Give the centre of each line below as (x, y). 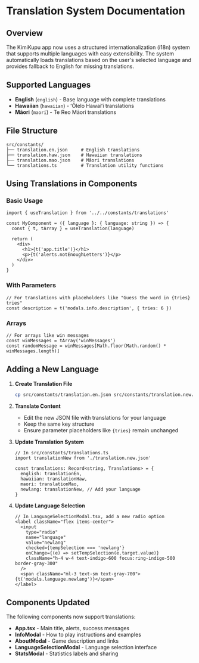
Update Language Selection (50, 506)
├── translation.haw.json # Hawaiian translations (74, 155)
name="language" (46, 537)
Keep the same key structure (59, 424)
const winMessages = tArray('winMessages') (61, 340)
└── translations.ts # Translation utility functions (85, 165)
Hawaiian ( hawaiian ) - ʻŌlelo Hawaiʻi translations (74, 106)
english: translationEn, (51, 473)
